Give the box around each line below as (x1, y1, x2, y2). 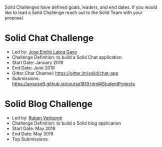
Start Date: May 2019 (11, 125, 55, 131)
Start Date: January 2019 (11, 59, 63, 65)
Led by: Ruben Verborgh (11, 114, 63, 120)
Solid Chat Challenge (4, 32, 94, 44)
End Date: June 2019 (11, 64, 55, 70)
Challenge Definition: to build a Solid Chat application (11, 54, 122, 60)
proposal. (4, 15, 24, 20)
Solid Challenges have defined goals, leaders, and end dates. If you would (4, 4, 157, 10)
